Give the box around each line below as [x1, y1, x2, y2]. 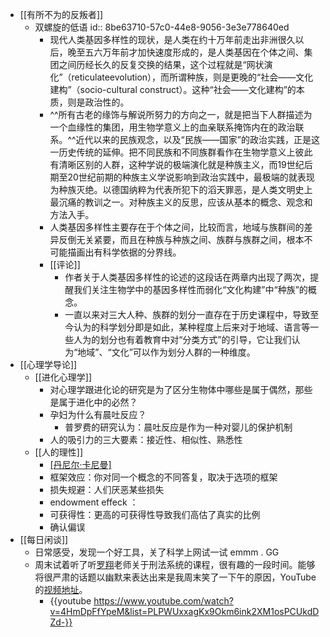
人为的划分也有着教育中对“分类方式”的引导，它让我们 [73, 334, 292, 345]
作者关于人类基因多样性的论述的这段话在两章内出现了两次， [64, 271, 311, 283]
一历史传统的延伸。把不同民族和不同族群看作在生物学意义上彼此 [49, 146, 313, 158]
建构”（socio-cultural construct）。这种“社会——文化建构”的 [49, 84, 297, 95]
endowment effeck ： [49, 496, 139, 508]
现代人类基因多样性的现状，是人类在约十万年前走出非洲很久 [49, 34, 296, 45]
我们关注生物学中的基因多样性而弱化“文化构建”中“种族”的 [73, 284, 308, 295]
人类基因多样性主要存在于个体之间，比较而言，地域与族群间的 [49, 221, 305, 233]
